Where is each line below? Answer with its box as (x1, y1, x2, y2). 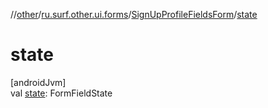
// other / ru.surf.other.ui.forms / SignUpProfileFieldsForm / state (10, 9, 258, 20)
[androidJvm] (10, 76, 67, 88)
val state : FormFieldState (10, 87, 113, 99)
